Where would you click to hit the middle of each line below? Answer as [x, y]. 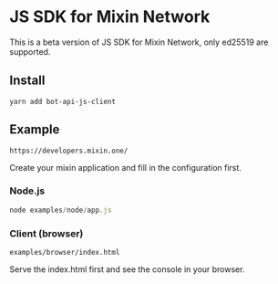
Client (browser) [46, 233]
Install [27, 81]
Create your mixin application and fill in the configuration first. [125, 167]
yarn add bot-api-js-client [63, 101]
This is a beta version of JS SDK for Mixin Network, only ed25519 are [139, 42]
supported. [30, 51]
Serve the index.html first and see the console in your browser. [127, 269]
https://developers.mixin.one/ [69, 151]
